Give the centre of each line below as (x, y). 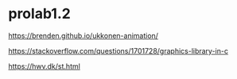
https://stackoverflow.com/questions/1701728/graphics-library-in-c (118, 51)
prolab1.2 (40, 14)
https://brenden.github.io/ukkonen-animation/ (84, 36)
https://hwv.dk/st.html (45, 66)
